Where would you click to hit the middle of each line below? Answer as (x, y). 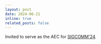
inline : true (18, 18)
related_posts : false (27, 23)
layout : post (18, 9)
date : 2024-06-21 (23, 14)
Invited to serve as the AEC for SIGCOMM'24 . (51, 37)
